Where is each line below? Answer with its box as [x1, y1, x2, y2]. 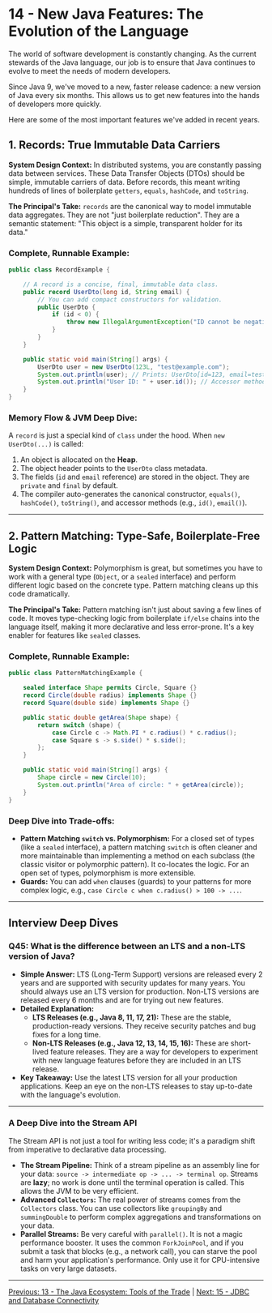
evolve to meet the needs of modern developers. [8, 66, 172, 75]
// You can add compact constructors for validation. [37, 295, 223, 304]
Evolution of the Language [8, 22, 189, 41]
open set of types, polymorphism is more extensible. [19, 868, 196, 878]
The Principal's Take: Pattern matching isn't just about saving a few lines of [8, 605, 261, 614]
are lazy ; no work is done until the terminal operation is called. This [19, 1177, 244, 1187]
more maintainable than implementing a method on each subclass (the [19, 850, 255, 860]
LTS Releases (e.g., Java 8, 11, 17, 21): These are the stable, [32, 1012, 232, 1022]
